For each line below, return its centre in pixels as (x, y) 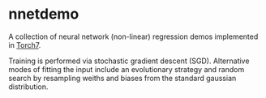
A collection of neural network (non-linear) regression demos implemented (133, 36)
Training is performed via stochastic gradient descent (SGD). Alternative (129, 61)
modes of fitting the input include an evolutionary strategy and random (127, 69)
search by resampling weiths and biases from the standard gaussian (122, 78)
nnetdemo (44, 14)
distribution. (28, 87)
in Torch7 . (25, 45)
